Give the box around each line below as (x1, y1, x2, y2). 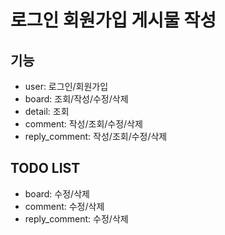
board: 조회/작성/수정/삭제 (24, 93, 129, 105)
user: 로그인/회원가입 (24, 81, 109, 92)
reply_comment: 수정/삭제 (24, 212, 129, 225)
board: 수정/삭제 (24, 187, 90, 200)
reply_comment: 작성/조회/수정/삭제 (24, 131, 168, 142)
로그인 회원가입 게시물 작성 (10, 9, 217, 32)
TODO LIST (10, 160, 81, 177)
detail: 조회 (24, 106, 70, 117)
